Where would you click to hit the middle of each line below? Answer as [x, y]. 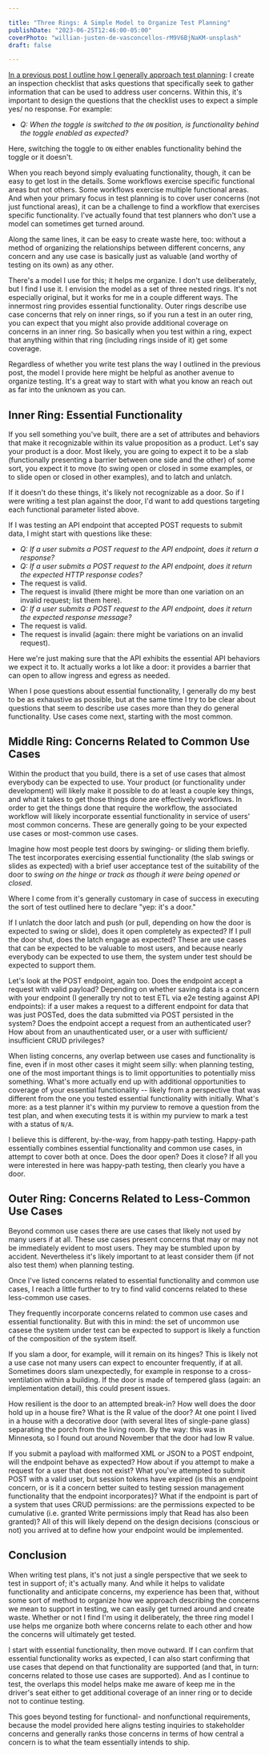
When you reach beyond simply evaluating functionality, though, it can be [130, 172]
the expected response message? [76, 618]
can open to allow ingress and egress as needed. [89, 675]
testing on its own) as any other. [61, 265]
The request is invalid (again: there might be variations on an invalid [131, 634]
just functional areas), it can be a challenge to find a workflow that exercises [134, 207]
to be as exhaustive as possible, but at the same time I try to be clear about [132, 699]
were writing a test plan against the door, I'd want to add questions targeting [134, 501]
